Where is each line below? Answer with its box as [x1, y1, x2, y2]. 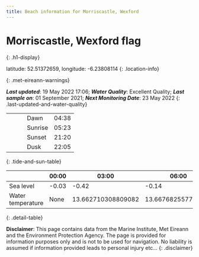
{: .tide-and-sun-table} [6, 158, 62, 165]
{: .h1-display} [6, 54, 40, 61]
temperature [9, 199, 44, 207]
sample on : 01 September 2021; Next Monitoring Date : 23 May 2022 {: [6, 94, 181, 101]
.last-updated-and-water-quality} [6, 100, 88, 108]
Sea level [9, 181, 34, 190]
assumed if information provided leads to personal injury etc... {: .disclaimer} [6, 244, 193, 251]
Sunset [27, 133, 47, 141]
